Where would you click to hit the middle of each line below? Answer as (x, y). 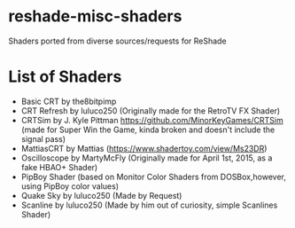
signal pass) (43, 138)
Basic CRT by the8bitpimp (69, 101)
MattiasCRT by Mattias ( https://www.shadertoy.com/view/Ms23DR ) (144, 148)
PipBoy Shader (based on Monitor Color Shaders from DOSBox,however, (154, 177)
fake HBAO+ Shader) (59, 167)
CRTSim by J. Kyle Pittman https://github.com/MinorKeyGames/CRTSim (152, 120)
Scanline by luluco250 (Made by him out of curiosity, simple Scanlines (149, 205)
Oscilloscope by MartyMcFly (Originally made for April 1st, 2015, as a (147, 158)
